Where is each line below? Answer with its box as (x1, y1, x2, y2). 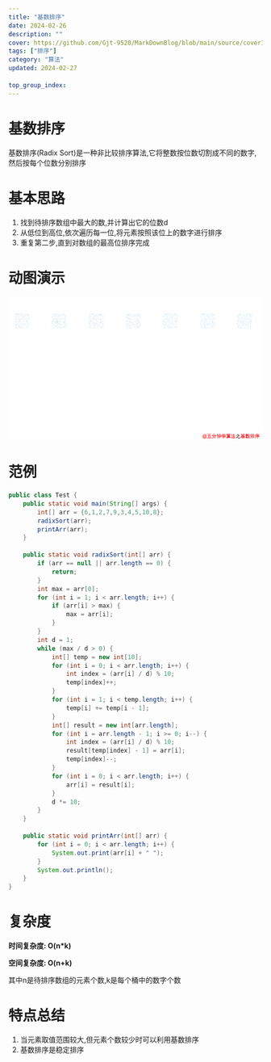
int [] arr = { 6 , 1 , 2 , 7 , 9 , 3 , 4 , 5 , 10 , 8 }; (37, 508, 165, 516)
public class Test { (8, 491, 78, 500)
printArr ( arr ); (37, 525, 89, 533)
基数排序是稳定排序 (19, 1045, 85, 1055)
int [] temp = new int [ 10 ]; (51, 653, 143, 661)
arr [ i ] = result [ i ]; (65, 780, 135, 789)
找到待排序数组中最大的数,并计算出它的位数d (19, 217, 169, 227)
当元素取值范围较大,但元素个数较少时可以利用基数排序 (19, 1035, 199, 1045)
